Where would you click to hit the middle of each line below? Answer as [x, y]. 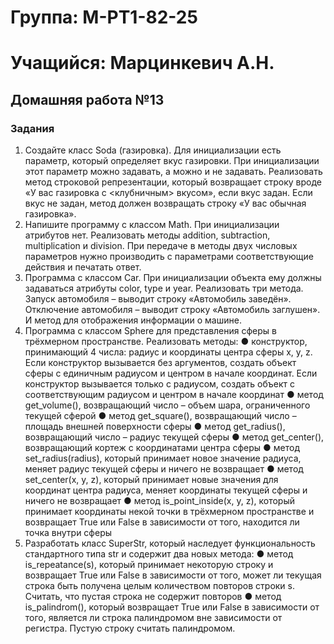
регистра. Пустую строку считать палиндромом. [130, 628]
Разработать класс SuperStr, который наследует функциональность [170, 543]
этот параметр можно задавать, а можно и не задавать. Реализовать [173, 172]
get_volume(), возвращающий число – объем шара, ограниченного [167, 405]
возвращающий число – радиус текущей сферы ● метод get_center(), [174, 437]
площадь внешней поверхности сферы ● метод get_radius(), [155, 427]
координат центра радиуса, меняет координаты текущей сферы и [166, 490]
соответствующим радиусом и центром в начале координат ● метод [174, 395]
